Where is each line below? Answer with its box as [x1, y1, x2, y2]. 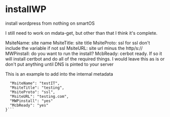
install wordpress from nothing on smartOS [5, 20, 95, 26]
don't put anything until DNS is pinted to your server [5, 61, 114, 67]
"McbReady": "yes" [10, 102, 49, 108]
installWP [5, 4, 47, 15]
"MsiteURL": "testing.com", [10, 94, 69, 99]
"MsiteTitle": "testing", [10, 85, 65, 90]
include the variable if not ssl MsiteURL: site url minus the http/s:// [5, 45, 143, 51]
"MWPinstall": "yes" [10, 98, 53, 103]
